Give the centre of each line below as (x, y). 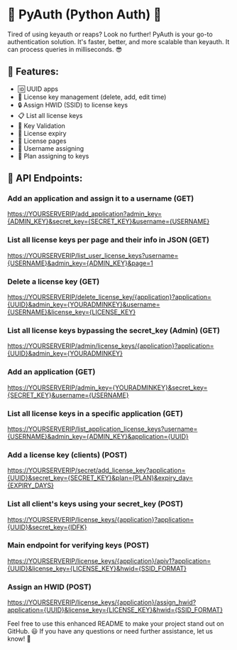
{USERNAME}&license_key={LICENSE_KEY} (72, 312)
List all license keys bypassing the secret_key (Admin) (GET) (114, 330)
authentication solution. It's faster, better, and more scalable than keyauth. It (118, 41)
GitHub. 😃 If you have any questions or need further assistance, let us (110, 632)
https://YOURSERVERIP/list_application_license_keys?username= (103, 429)
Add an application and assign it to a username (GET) (101, 198)
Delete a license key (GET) (54, 282)
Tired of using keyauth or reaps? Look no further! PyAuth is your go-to (110, 34)
